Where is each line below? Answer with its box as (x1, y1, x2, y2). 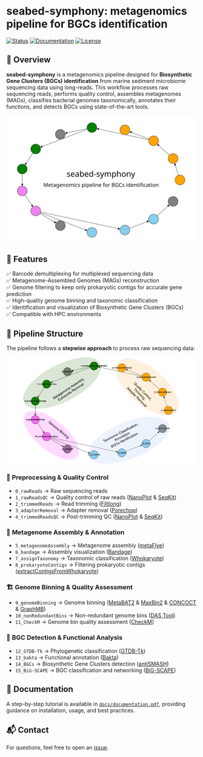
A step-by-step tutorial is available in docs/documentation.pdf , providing (6, 700, 186, 707)
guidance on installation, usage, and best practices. (6, 707, 135, 714)
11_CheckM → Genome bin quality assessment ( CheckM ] (15, 618, 155, 626)
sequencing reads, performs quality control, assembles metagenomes (6, 90, 182, 98)
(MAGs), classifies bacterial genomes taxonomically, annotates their (6, 96, 176, 104)
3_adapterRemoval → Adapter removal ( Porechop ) (15, 506, 138, 514)
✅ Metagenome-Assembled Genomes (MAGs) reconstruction (6, 277, 159, 284)
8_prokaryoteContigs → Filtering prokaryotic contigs (15, 561, 145, 569)
